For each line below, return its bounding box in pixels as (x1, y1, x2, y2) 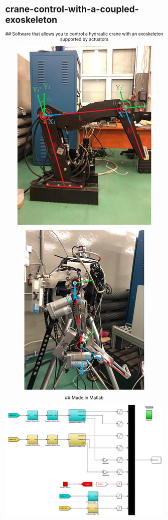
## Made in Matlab (65, 395, 104, 401)
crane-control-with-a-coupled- (5, 4, 139, 15)
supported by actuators (60, 36, 109, 42)
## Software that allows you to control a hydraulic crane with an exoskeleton (5, 31, 163, 37)
